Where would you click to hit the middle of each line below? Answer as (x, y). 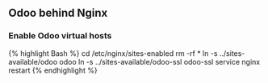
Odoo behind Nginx (58, 13)
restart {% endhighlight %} (53, 70)
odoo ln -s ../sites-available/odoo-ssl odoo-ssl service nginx (160, 61)
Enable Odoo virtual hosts (60, 36)
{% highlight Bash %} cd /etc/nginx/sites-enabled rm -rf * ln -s (113, 53)
